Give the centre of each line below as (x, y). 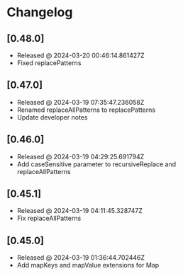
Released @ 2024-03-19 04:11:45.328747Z (79, 211)
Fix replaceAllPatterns (49, 218)
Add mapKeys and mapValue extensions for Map (88, 265)
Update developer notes (52, 117)
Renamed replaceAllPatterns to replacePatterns (86, 110)
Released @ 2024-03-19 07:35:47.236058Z (81, 102)
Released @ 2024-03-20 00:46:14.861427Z (81, 55)
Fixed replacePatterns (49, 63)
